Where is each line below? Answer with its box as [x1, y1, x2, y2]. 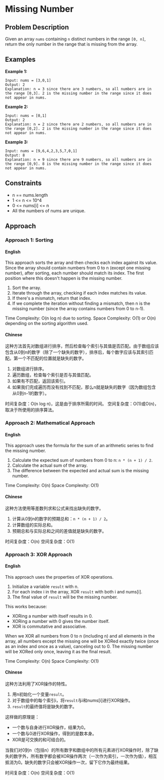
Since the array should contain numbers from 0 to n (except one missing [5, 265, 151, 271]
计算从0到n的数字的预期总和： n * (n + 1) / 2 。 [12, 515, 111, 521]
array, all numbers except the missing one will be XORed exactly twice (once [5, 638, 159, 644]
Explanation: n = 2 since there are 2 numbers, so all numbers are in [5, 122, 152, 127]
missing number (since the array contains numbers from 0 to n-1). [12, 306, 145, 312]
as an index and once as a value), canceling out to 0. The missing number [5, 643, 153, 649]
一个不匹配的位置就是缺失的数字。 [18, 355, 86, 361]
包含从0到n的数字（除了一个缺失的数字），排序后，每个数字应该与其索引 [5, 350, 150, 355]
